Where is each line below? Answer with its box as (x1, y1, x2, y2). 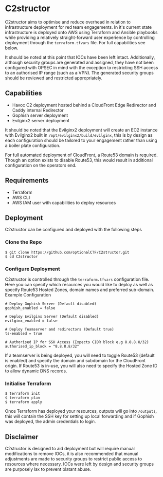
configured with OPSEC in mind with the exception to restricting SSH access (5, 64, 158, 71)
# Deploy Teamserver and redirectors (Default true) (5, 327, 114, 331)
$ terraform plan (5, 395, 40, 401)
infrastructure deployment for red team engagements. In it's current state (5, 24, 152, 30)
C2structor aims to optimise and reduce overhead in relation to (5, 19, 131, 25)
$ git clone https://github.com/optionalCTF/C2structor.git (5, 250, 130, 255)
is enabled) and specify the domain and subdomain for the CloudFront (5, 357, 146, 363)
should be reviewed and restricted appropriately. (5, 75, 103, 81)
